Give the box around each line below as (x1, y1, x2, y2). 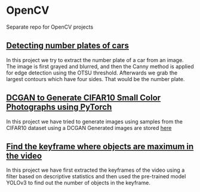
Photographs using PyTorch (6, 102, 112, 112)
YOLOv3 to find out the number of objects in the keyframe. (6, 179, 150, 187)
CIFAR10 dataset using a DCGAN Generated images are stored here (6, 124, 172, 131)
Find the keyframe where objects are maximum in (6, 141, 194, 151)
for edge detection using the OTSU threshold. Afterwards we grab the (6, 69, 178, 76)
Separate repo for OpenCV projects (6, 23, 94, 30)
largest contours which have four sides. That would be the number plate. (6, 75, 185, 82)
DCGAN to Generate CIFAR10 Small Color (6, 93, 161, 103)
